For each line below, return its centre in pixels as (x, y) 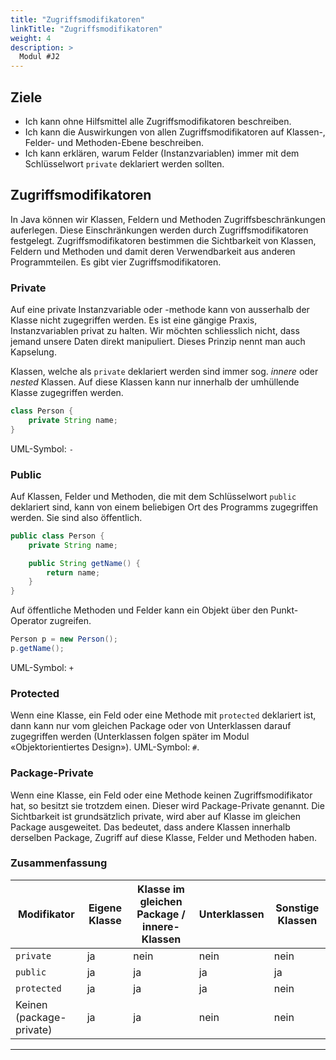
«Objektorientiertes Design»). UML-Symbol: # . (105, 747)
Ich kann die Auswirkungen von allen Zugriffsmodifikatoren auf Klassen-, (175, 132)
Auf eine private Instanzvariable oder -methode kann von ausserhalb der (160, 310)
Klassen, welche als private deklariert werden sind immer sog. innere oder (164, 372)
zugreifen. (70, 621)
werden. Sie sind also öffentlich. (76, 517)
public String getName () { (84, 563)
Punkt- (284, 610)
